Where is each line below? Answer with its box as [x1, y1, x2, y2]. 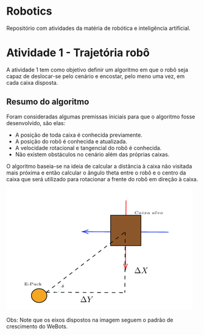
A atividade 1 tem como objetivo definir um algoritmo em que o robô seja [6, 66, 189, 73]
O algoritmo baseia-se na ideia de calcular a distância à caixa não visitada [6, 162, 192, 170]
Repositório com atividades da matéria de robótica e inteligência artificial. [6, 24, 191, 32]
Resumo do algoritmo [6, 96, 90, 107]
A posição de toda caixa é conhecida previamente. [15, 131, 143, 139]
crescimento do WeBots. [6, 322, 68, 330]
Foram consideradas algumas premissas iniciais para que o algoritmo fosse [6, 113, 195, 120]
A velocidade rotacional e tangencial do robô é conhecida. [15, 144, 162, 151]
